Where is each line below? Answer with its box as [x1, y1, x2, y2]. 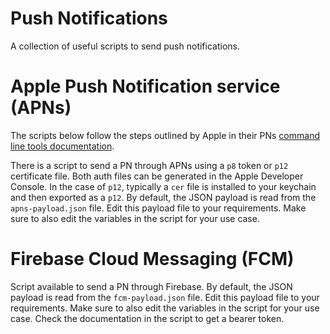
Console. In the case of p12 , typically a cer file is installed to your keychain [10, 180, 317, 192]
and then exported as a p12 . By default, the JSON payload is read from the [10, 191, 317, 203]
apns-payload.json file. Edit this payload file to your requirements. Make [10, 202, 307, 214]
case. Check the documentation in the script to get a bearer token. [10, 312, 285, 324]
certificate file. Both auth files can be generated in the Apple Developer [10, 170, 304, 182]
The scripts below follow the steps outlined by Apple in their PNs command [10, 129, 320, 141]
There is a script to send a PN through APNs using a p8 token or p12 [10, 159, 289, 171]
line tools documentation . [10, 140, 115, 152]
